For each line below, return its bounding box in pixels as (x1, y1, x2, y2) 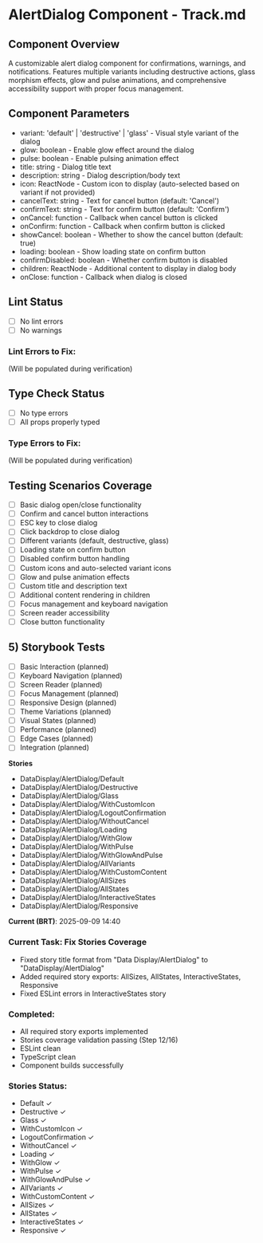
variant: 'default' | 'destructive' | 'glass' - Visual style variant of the (19, 128, 239, 137)
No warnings (19, 325, 62, 335)
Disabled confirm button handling (19, 554, 130, 564)
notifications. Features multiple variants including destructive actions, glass (8, 67, 256, 77)
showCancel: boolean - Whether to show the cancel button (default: (19, 230, 244, 239)
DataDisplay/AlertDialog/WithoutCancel (19, 816, 149, 826)
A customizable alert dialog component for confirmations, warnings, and (8, 58, 246, 68)
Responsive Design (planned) (19, 698, 117, 707)
